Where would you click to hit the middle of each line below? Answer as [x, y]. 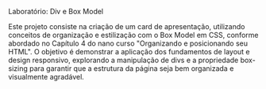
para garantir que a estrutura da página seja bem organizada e [131, 69]
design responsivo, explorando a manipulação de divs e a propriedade [123, 60]
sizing [18, 69]
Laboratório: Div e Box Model [56, 11]
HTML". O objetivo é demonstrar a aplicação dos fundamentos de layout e [129, 52]
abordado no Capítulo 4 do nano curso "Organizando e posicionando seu [128, 43]
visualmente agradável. [46, 77]
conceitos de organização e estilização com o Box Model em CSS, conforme [133, 35]
